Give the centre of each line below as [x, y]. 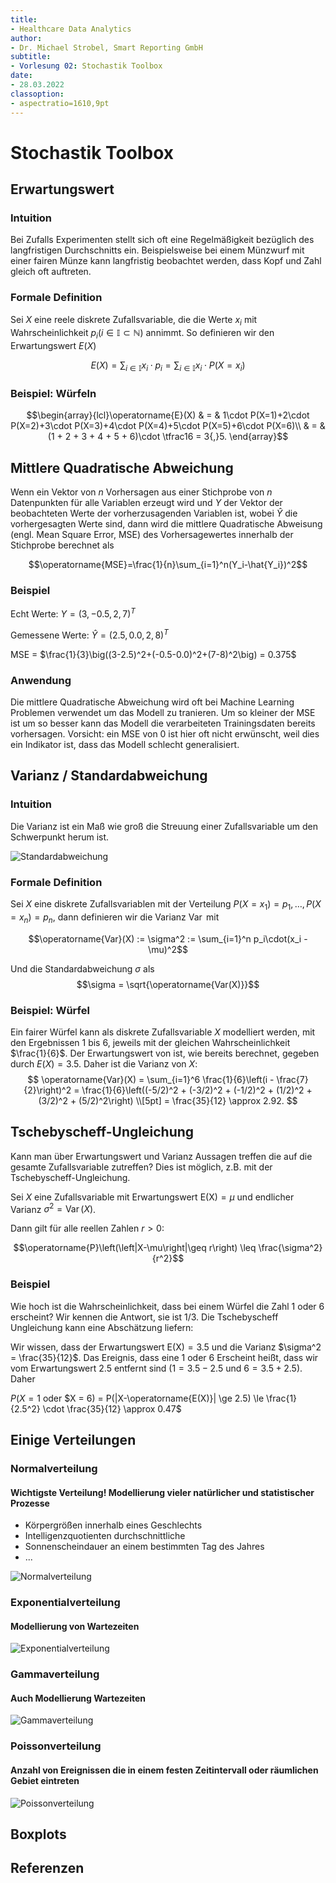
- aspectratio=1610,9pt [60, 103]
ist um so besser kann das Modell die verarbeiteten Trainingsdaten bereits [163, 723]
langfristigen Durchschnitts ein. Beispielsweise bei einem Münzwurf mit [157, 250]
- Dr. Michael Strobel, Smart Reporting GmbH [106, 47]
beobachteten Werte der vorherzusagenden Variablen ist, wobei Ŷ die [154, 513]
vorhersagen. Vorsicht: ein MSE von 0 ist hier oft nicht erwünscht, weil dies [165, 734]
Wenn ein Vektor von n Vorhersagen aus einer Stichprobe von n [141, 492]
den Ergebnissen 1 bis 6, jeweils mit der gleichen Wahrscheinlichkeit [150, 1042]
